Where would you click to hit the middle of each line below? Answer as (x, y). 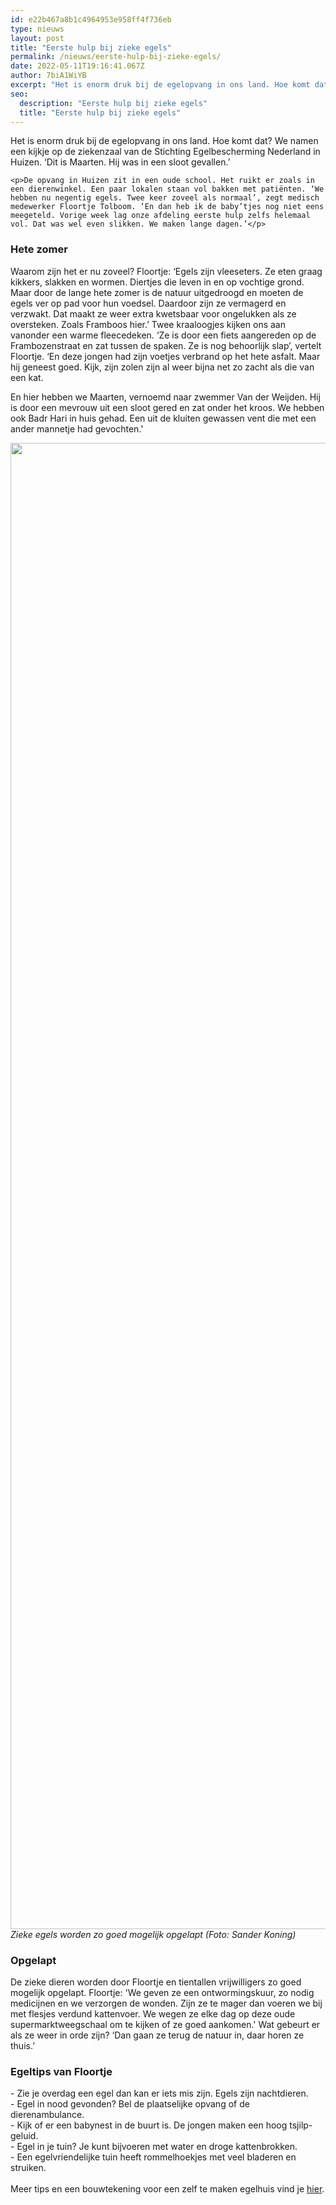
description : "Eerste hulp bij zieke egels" (113, 103)
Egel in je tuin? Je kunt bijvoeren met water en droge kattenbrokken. (157, 2147)
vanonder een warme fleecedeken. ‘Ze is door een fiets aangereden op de (163, 335)
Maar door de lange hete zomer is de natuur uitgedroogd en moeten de (157, 292)
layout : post (37, 38)
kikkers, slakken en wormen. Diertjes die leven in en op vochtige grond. (157, 282)
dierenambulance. (47, 2115)
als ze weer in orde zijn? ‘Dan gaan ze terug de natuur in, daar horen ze (157, 2035)
